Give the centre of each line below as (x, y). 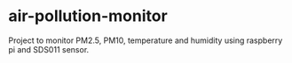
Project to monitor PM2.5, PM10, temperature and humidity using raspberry (146, 40)
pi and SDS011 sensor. (49, 49)
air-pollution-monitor (88, 16)
